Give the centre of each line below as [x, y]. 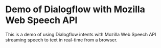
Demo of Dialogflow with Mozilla [75, 9]
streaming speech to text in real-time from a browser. [61, 40]
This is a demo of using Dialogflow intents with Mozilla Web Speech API [81, 34]
